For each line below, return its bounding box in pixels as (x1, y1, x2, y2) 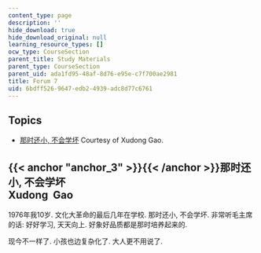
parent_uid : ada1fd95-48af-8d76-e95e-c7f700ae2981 (8, 70, 178, 78)
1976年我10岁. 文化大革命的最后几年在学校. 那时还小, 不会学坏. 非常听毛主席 (8, 210, 253, 219)
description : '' (8, 19, 61, 27)
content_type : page (8, 11, 72, 20)
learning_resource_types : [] (8, 41, 104, 49)
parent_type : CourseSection (8, 63, 101, 71)
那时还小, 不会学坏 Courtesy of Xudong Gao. (19, 135, 164, 145)
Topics (8, 113, 42, 126)
